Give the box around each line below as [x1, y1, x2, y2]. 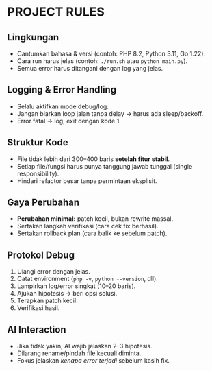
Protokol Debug [7, 249, 75, 261]
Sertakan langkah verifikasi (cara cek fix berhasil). [16, 222, 159, 230]
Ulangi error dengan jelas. [16, 267, 90, 276]
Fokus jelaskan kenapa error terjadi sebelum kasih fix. [16, 357, 170, 365]
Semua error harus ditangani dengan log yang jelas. [16, 64, 163, 72]
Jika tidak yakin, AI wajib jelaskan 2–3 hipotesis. [16, 342, 153, 350]
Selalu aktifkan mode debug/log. [16, 102, 109, 110]
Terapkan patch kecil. [16, 296, 78, 305]
